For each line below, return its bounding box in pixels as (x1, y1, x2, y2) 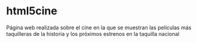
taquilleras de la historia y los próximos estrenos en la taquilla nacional (6, 30, 180, 37)
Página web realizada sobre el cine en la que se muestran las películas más (6, 24, 192, 31)
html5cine (6, 4, 58, 18)
